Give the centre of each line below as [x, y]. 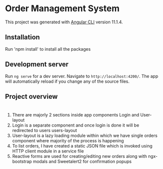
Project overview [31, 96]
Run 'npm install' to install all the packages [48, 49]
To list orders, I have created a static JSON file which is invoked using [82, 146]
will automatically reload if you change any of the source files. [67, 81]
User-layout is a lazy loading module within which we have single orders [85, 136]
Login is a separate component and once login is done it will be [76, 125]
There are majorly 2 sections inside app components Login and [76, 115]
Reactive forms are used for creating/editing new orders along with [80, 156]
